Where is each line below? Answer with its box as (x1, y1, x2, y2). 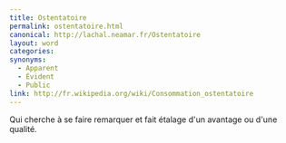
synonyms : (9, 55, 47, 64)
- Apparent (17, 64, 59, 73)
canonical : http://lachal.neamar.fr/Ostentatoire (9, 30, 202, 39)
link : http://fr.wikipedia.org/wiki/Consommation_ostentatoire (9, 89, 254, 98)
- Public (17, 81, 51, 90)
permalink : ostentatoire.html (9, 22, 124, 31)
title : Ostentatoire (9, 13, 88, 23)
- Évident (17, 72, 54, 81)
